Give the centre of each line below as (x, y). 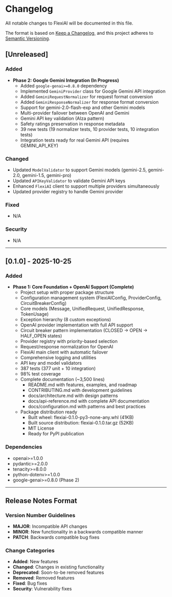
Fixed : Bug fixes (30, 583)
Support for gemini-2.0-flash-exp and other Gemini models (83, 107)
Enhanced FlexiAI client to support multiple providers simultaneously (86, 186)
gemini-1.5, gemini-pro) (47, 175)
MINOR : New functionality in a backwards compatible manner (78, 532)
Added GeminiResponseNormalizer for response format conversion (89, 102)
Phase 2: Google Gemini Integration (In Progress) (66, 80)
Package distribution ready (49, 412)
